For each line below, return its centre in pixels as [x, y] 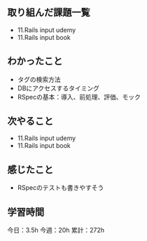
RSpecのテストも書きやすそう [61, 188]
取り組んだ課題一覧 [49, 13]
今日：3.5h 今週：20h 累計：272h [56, 230]
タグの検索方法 [39, 79]
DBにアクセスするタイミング [58, 88]
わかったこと [35, 61]
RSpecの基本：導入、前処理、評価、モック [79, 97]
